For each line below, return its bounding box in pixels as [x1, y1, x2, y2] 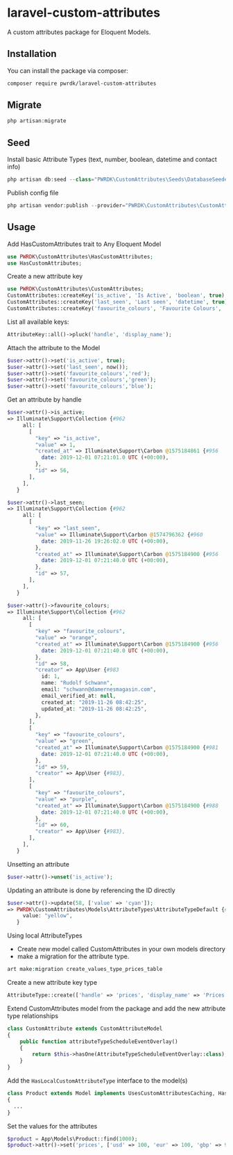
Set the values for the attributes [7, 1122, 98, 1130]
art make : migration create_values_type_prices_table [7, 966, 163, 973]
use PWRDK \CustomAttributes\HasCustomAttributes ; [7, 253, 154, 260]
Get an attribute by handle [7, 395, 82, 404]
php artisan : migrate [7, 117, 67, 124]
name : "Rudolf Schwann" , [41, 680, 113, 687]
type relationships [7, 1011, 59, 1019]
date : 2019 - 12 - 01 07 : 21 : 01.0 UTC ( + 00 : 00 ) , [41, 454, 169, 461]
